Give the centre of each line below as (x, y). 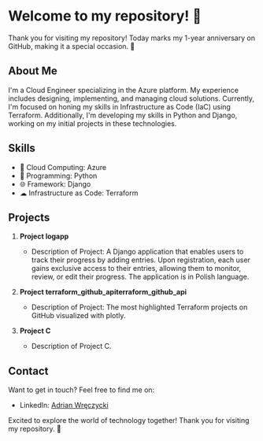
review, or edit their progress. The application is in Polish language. (140, 277)
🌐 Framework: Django (55, 183)
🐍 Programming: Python (58, 176)
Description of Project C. (71, 346)
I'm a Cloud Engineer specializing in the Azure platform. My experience (123, 90)
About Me (33, 71)
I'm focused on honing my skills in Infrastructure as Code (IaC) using (119, 106)
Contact (28, 371)
